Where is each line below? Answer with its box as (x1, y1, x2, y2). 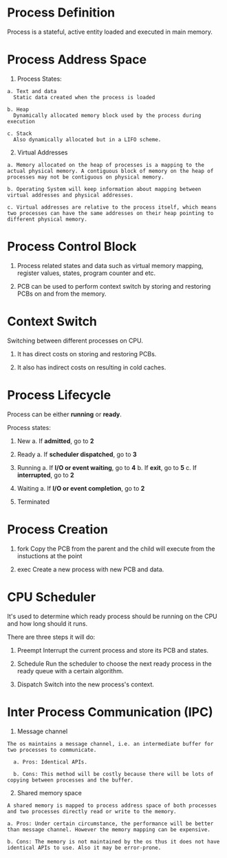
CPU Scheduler (7, 589, 96, 604)
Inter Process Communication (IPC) (7, 704, 213, 719)
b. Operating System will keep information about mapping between (7, 185, 202, 192)
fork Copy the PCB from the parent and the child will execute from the (17, 544, 215, 553)
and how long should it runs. (7, 619, 88, 628)
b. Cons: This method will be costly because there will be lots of (13, 770, 214, 777)
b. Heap (7, 105, 30, 113)
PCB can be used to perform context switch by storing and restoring (17, 282, 211, 290)
